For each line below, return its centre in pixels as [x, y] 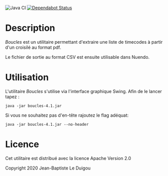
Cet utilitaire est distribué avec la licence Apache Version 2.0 [68, 158]
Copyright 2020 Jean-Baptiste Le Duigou [48, 168]
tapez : [12, 97]
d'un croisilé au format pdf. [33, 47]
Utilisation [27, 77]
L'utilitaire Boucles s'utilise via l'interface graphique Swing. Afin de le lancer [84, 91]
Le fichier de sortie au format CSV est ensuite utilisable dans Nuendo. [77, 57]
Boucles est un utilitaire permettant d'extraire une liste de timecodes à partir [84, 42]
